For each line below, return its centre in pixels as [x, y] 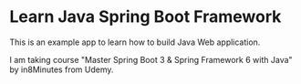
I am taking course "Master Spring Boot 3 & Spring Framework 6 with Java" [151, 59]
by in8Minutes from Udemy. [62, 69]
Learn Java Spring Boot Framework [145, 17]
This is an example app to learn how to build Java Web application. [135, 42]
